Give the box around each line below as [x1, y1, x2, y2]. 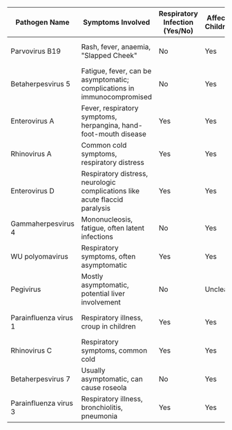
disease [120, 129, 147, 139]
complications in [81, 84, 135, 92]
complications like [81, 186, 140, 195]
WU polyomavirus [10, 252, 69, 261]
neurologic [81, 177, 116, 187]
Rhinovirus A [10, 149, 52, 158]
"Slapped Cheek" [81, 51, 138, 60]
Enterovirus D [10, 186, 55, 195]
